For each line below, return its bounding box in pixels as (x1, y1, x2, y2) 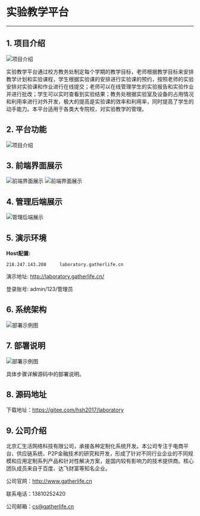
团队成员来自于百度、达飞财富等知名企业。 (6, 465, 111, 472)
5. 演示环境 (6, 233, 46, 243)
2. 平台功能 (6, 125, 47, 135)
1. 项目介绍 (6, 38, 46, 48)
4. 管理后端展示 (6, 196, 62, 206)
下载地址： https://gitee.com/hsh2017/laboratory (6, 406, 124, 413)
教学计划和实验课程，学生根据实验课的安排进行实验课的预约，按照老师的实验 (6, 75, 194, 82)
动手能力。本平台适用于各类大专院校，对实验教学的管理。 (6, 105, 147, 112)
